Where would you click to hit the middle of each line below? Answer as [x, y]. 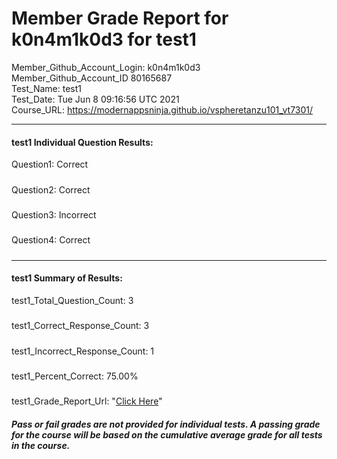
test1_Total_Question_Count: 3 [72, 300]
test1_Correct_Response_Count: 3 [80, 326]
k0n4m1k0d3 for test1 [104, 39]
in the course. [41, 445]
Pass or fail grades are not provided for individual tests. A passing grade [166, 424]
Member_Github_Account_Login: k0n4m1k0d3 [106, 67]
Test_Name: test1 [47, 88]
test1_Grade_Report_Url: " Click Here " [87, 401]
